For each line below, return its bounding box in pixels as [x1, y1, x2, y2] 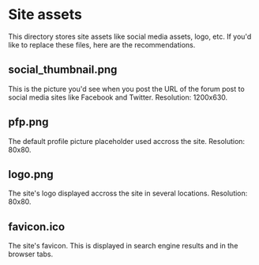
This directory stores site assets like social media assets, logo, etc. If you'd [8, 32, 252, 41]
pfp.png [8, 115, 49, 129]
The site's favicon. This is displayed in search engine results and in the [8, 241, 238, 251]
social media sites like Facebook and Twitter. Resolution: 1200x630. [8, 93, 228, 102]
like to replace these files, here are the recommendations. [8, 40, 196, 49]
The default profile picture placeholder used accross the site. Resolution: [8, 136, 246, 146]
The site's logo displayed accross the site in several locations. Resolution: [8, 188, 248, 199]
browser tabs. [8, 249, 54, 259]
